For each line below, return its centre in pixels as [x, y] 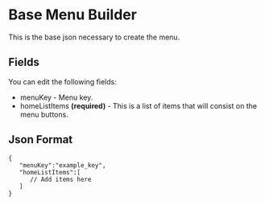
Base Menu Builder [72, 15]
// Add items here [60, 179]
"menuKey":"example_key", [62, 165]
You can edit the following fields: [62, 81]
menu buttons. [44, 114]
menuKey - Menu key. [56, 97]
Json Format [41, 139]
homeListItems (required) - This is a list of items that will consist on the [139, 105]
